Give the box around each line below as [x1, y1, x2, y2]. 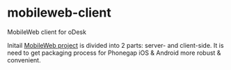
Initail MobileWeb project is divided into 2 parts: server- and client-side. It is [7, 41, 224, 49]
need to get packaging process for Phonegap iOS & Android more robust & [7, 49, 221, 57]
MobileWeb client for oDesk [7, 28, 87, 36]
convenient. [7, 55, 41, 64]
